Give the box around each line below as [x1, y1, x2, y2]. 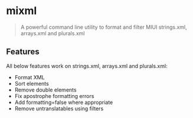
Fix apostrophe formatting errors [14, 92, 94, 99]
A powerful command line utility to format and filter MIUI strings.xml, [20, 23, 187, 31]
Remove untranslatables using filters [14, 104, 104, 112]
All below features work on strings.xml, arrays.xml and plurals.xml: [6, 62, 168, 69]
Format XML [14, 73, 45, 80]
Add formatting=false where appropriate [14, 99, 113, 106]
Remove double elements [14, 86, 77, 93]
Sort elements [14, 80, 49, 87]
